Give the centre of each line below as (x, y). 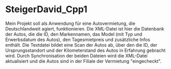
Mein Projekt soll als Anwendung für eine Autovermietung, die (70, 23)
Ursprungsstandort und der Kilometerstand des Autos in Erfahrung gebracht (86, 50)
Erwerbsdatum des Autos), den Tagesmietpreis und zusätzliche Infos (78, 40)
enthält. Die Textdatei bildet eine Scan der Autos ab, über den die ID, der (81, 45)
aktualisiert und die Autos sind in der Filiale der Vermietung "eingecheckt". (83, 61)
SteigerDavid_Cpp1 (46, 9)
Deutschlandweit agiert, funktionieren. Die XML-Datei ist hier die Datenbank (85, 28)
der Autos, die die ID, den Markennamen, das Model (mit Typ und (74, 34)
